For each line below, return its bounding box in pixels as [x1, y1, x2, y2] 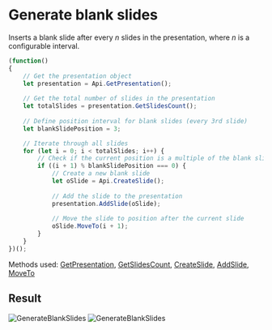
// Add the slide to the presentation [51, 192, 183, 200]
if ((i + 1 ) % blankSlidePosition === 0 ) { [37, 162, 186, 170]
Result [8, 292, 42, 306]
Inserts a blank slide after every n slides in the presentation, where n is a [8, 32, 250, 42]
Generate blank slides [8, 6, 159, 24]
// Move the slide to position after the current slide [51, 215, 244, 223]
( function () [8, 57, 49, 65]
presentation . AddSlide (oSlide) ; [51, 199, 161, 208]
